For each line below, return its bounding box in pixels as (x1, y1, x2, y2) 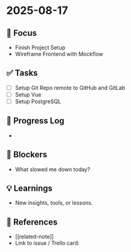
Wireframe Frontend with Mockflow (14, 50, 104, 58)
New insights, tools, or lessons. (14, 199, 93, 206)
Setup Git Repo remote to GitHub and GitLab (14, 84, 126, 91)
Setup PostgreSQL (14, 98, 62, 105)
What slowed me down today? (14, 165, 91, 173)
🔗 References (6, 217, 58, 227)
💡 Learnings (6, 183, 53, 194)
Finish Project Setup (14, 44, 65, 51)
